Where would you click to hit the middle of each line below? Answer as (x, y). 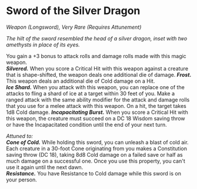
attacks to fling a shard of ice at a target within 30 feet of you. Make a (91, 93)
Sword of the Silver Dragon (73, 11)
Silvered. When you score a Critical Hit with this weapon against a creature (97, 68)
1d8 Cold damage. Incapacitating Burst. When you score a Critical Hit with (97, 112)
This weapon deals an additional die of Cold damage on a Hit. (81, 81)
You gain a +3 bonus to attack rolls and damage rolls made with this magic (96, 56)
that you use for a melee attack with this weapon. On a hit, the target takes (96, 106)
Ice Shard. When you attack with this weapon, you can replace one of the (96, 87)
